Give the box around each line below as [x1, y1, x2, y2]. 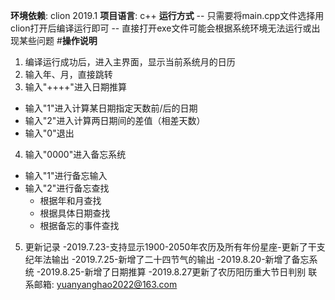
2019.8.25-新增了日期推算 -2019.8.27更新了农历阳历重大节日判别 [39, 266, 307, 278]
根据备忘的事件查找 [39, 220, 120, 231]
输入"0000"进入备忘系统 [24, 149, 127, 160]
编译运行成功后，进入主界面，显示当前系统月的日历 [24, 56, 236, 68]
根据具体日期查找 [39, 207, 111, 219]
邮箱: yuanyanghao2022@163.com [33, 279, 178, 290]
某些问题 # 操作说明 [18, 35, 98, 46]
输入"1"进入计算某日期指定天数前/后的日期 [24, 102, 198, 114]
